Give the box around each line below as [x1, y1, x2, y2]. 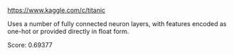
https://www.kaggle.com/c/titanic [7, 6, 106, 14]
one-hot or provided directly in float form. [7, 28, 129, 35]
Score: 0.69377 [7, 41, 53, 49]
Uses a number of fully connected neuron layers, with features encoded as [7, 20, 227, 28]
